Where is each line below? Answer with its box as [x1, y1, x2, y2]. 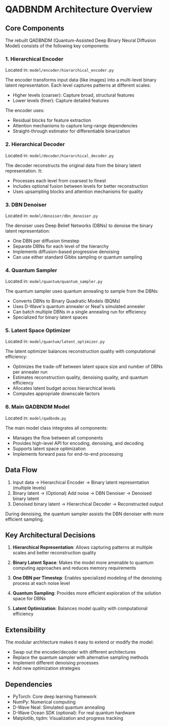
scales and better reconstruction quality [12, 550, 96, 556]
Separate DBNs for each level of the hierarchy [12, 243, 109, 249]
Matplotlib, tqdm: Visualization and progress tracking [12, 715, 123, 721]
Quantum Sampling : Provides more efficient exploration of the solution [12, 590, 161, 596]
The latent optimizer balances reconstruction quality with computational [5, 348, 156, 354]
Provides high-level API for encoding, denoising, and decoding [12, 440, 144, 446]
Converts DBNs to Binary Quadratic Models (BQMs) [12, 298, 121, 304]
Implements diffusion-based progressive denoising [12, 248, 120, 255]
